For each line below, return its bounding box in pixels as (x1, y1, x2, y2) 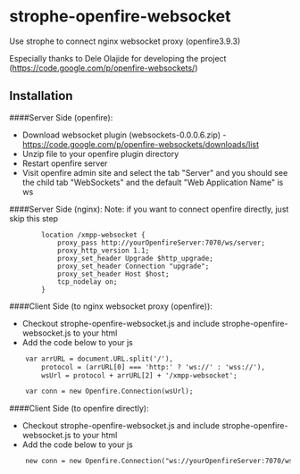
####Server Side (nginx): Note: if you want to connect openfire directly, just (9, 204, 289, 214)
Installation (9, 88, 73, 104)
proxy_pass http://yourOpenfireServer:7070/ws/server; (56, 238, 266, 247)
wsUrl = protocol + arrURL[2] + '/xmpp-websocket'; (41, 370, 238, 380)
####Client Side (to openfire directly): (9, 403, 149, 414)
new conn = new (25, 457, 82, 466)
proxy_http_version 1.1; (56, 245, 150, 255)
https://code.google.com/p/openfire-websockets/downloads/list (21, 138, 260, 149)
